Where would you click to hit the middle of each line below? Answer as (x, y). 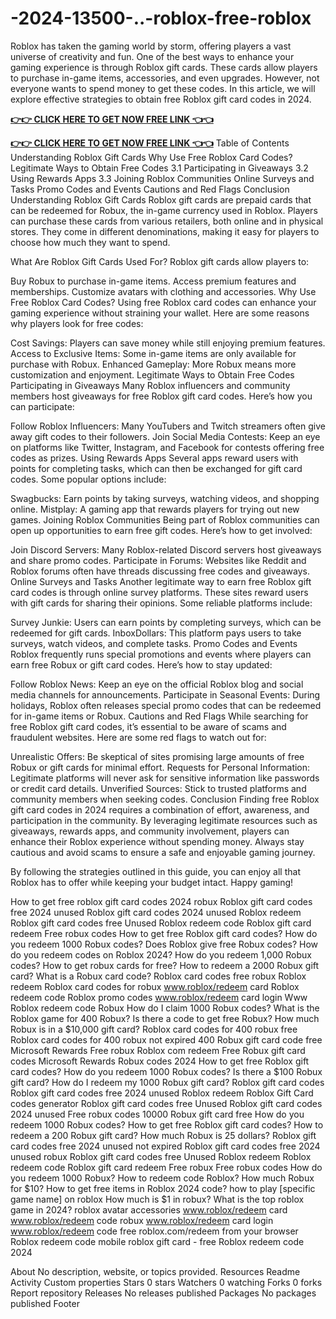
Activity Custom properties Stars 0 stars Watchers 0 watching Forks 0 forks (166, 1282)
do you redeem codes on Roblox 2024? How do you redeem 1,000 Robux (161, 954)
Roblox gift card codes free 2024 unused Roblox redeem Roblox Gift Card (162, 1093)
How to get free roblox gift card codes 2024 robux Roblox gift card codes (161, 901)
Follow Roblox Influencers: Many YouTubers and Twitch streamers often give (168, 426)
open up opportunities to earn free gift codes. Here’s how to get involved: (161, 530)
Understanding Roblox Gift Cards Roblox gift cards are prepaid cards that (161, 199)
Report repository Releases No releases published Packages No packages (163, 1293)
